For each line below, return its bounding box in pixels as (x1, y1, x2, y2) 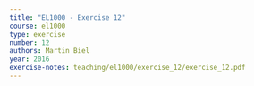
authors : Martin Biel (9, 47, 90, 56)
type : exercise (9, 30, 66, 39)
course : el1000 (9, 21, 66, 30)
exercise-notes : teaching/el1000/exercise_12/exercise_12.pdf (9, 64, 246, 73)
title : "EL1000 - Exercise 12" (9, 13, 126, 22)
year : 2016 (9, 55, 50, 64)
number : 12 (9, 38, 50, 47)
